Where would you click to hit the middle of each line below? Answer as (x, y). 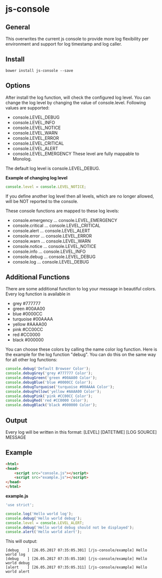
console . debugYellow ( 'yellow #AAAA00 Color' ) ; (54, 391)
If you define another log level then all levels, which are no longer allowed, (80, 196)
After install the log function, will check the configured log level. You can (78, 97)
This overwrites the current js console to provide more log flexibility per (77, 39)
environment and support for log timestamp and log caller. (64, 44)
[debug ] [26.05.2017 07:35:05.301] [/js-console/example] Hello (76, 550)
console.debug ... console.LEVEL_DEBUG (54, 256)
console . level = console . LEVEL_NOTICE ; (46, 187)
